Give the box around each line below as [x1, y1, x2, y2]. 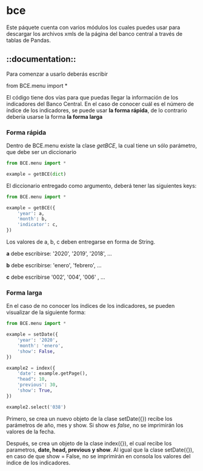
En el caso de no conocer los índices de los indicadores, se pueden [6, 302, 175, 310]
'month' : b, [17, 216, 47, 222]
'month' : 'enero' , [17, 342, 64, 349]
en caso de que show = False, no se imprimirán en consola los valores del [6, 452, 191, 459]
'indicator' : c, [17, 222, 59, 228]
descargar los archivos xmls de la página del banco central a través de [6, 30, 183, 37]
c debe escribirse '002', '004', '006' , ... [6, 273, 105, 281]
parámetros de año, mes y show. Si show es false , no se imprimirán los [6, 421, 184, 429]
